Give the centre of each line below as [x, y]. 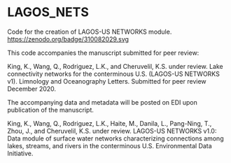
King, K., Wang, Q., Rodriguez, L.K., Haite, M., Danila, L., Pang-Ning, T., [110, 123]
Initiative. [20, 153]
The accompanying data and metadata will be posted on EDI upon [103, 102]
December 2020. [32, 89]
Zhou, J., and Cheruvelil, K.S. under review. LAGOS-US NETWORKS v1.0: [112, 131]
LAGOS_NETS [48, 12]
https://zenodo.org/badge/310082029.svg [68, 39]
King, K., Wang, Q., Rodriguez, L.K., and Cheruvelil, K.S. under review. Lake [115, 66]
